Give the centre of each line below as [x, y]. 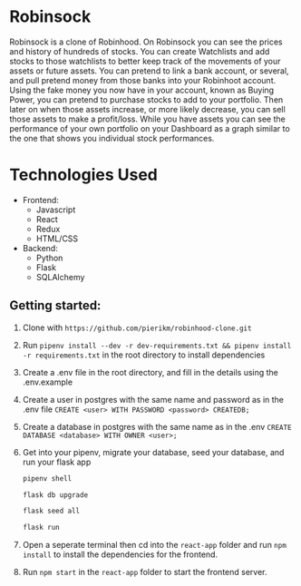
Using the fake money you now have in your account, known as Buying [142, 90]
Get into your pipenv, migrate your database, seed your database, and [153, 452]
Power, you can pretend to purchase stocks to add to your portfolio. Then [146, 99]
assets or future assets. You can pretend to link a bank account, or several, [149, 71]
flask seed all [51, 511]
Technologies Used [84, 175]
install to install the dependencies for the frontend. [120, 554]
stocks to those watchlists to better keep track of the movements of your [145, 61]
